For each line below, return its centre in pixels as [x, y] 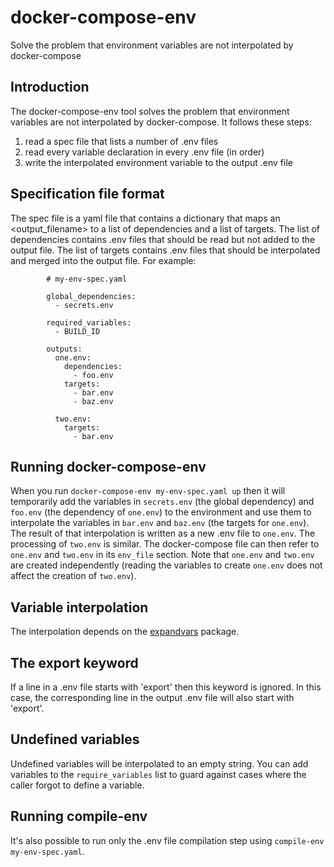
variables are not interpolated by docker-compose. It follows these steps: [161, 122]
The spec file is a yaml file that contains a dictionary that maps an [145, 218]
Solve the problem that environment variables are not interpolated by [152, 45]
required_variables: [89, 322]
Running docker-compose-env [108, 466]
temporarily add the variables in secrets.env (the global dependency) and [162, 502]
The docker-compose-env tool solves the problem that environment [150, 111]
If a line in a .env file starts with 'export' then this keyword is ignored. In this [166, 687]
